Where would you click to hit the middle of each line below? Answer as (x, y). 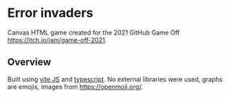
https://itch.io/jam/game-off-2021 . (57, 39)
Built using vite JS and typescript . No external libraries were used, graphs (115, 79)
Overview (29, 62)
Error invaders (50, 13)
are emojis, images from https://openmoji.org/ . (75, 87)
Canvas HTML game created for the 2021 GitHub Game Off (93, 32)
